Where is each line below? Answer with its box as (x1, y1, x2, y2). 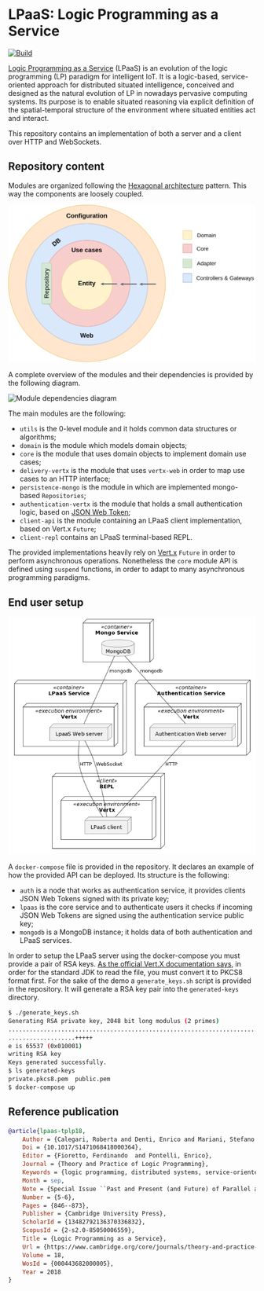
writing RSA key (8, 1051, 61, 1058)
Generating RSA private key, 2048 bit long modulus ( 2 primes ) (8, 1017, 220, 1025)
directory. (8, 992, 39, 1003)
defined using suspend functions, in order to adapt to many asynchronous (8, 564, 245, 574)
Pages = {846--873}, (22, 1201, 90, 1209)
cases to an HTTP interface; (19, 474, 111, 484)
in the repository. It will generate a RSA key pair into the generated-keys (8, 985, 240, 994)
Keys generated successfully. (8, 1058, 108, 1066)
